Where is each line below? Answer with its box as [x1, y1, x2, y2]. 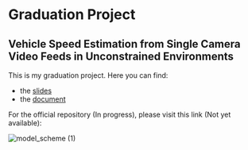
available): [8, 118, 42, 128]
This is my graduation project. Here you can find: [8, 71, 169, 80]
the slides [19, 86, 52, 95]
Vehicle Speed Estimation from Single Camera [8, 37, 241, 51]
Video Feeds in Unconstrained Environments [8, 49, 234, 63]
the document [19, 94, 66, 104]
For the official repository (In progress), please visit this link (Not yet [8, 110, 231, 119]
